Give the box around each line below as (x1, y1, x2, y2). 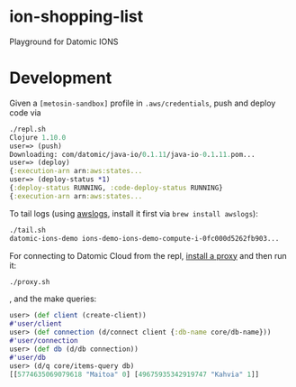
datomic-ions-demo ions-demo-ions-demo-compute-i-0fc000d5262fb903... (9, 234, 280, 243)
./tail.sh (9, 226, 47, 235)
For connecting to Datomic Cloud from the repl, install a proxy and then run (9, 250, 287, 261)
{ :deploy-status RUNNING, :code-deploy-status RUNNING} (9, 183, 223, 192)
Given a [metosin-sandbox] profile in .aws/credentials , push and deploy (9, 97, 276, 108)
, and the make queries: (9, 293, 97, 304)
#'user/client (9, 319, 63, 328)
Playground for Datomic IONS (9, 36, 119, 47)
